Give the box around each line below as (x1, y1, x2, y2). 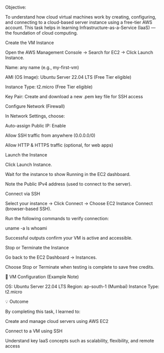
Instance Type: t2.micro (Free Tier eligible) (5, 84, 93, 90)
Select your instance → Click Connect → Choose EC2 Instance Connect (5, 201, 153, 206)
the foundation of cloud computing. (5, 30, 78, 36)
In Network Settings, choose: (5, 113, 65, 119)
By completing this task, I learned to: (5, 308, 81, 314)
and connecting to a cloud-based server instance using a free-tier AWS (5, 20, 152, 25)
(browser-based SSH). (5, 206, 51, 212)
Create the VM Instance (5, 40, 54, 46)
